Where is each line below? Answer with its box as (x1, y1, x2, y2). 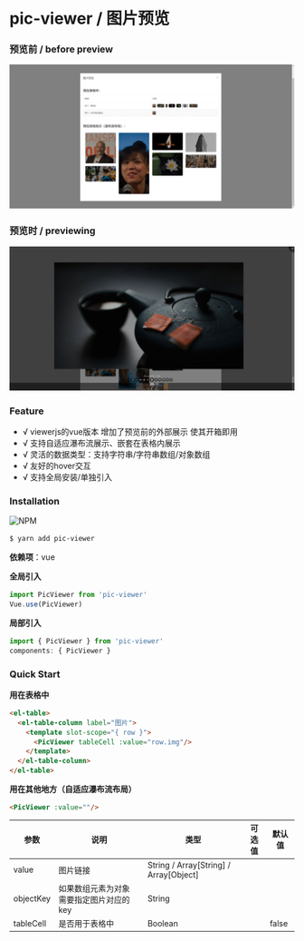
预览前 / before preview (9, 43, 114, 55)
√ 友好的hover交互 (22, 460, 91, 472)
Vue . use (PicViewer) (9, 600, 83, 609)
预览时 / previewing (9, 224, 96, 237)
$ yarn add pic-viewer (9, 534, 95, 544)
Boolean (147, 917, 178, 928)
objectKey (13, 893, 52, 904)
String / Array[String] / (147, 859, 231, 870)
